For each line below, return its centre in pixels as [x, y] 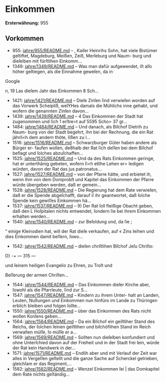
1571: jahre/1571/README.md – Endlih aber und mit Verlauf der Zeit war [84, 353]
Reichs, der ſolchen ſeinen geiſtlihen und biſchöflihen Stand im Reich [82, 326]
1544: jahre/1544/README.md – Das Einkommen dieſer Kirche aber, [81, 284]
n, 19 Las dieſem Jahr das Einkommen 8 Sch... [52, 91]
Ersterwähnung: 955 [27, 23]
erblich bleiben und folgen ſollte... [46, 306]
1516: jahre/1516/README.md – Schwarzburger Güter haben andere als [84, 142]
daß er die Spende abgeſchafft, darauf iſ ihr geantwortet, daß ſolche [81, 195]
